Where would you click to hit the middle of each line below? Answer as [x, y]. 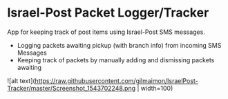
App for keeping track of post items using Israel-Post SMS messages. [106, 32]
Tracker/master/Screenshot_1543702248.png [72, 88]
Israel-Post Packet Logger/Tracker [108, 13]
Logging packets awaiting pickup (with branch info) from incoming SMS [119, 45]
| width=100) [155, 88]
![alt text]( [21, 80]
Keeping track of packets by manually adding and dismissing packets [116, 60]
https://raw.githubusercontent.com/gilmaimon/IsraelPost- [116, 80]
